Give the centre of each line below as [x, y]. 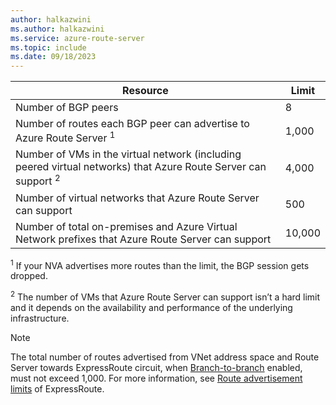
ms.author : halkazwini [57, 29]
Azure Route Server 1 [65, 137]
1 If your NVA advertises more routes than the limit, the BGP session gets [160, 264]
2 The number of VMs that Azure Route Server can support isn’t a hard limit [165, 296]
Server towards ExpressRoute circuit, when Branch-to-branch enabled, [156, 368]
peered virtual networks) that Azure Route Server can [141, 167]
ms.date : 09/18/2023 [53, 57]
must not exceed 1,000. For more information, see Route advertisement [156, 378]
